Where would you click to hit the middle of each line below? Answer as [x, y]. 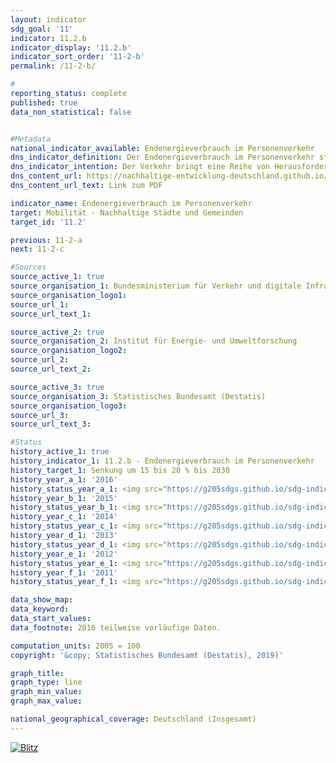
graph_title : [37, 673]
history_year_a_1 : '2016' [64, 479]
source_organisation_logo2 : [69, 351]
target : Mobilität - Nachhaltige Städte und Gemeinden [127, 212]
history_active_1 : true [60, 452]
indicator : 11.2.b [48, 38]
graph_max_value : [46, 701]
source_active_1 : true [57, 277]
